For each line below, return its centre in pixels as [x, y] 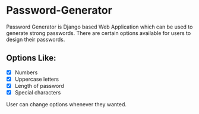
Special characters [38, 92]
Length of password [39, 85]
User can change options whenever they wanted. [66, 104]
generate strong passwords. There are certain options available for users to [99, 33]
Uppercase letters [37, 79]
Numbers [26, 72]
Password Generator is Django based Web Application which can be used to [99, 27]
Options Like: [31, 58]
